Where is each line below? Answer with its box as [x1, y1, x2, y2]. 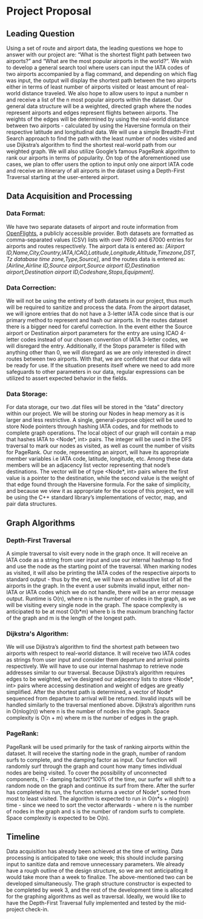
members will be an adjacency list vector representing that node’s [6, 461, 171, 469]
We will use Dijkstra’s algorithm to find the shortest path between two [6, 643, 180, 651]
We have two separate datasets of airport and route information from [6, 223, 179, 230]
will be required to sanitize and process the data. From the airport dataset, [6, 304, 191, 311]
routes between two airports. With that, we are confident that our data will [6, 355, 191, 362]
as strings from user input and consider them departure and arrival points [6, 656, 190, 663]
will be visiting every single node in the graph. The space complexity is [6, 601, 183, 608]
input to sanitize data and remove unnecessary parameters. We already [6, 861, 185, 868]
